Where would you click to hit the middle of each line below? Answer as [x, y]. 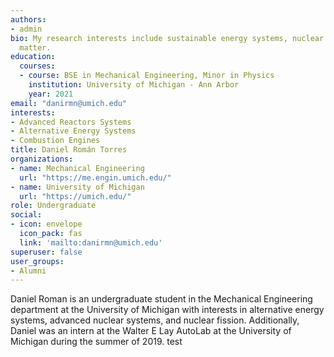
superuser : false [46, 252]
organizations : [42, 159]
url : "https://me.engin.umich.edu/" [95, 177]
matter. [35, 47]
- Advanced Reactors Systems [71, 122]
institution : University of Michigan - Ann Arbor [134, 85]
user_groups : [37, 261]
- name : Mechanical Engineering [77, 168]
